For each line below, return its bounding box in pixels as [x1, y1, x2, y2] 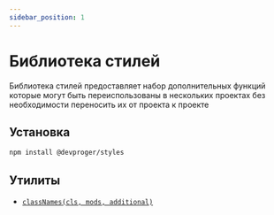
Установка [9, 125, 71, 140]
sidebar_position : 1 [9, 12, 86, 22]
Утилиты [9, 173, 61, 188]
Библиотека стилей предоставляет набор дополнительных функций [9, 81, 266, 91]
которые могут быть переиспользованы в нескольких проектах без [9, 89, 266, 100]
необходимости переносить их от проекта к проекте [9, 99, 209, 110]
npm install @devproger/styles [9, 148, 125, 157]
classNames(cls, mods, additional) [21, 198, 154, 207]
